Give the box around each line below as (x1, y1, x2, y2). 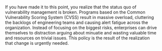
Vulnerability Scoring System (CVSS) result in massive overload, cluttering (5, 15, 154, 20)
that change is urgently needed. (5, 40, 69, 46)
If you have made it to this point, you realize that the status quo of (5, 4, 137, 10)
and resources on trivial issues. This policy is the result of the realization (5, 35, 150, 41)
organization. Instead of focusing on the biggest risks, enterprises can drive (5, 25, 157, 31)
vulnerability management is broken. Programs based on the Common (5, 9, 145, 15)
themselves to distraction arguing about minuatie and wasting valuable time (5, 30, 157, 35)
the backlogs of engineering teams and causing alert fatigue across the (5, 19, 148, 25)
